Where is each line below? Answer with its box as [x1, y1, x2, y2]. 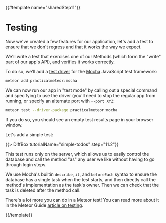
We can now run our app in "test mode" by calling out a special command [5, 87, 157, 93]
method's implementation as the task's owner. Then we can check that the [5, 182, 159, 188]
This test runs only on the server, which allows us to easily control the [5, 151, 149, 157]
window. [5, 122, 23, 128]
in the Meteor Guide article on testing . [5, 202, 84, 208]
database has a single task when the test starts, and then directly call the [5, 176, 156, 182]
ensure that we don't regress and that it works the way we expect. [5, 44, 142, 50]
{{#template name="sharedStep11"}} [5, 5, 81, 10]
